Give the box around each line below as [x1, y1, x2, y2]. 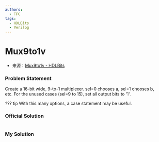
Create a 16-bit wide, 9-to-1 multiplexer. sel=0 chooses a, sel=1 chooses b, [5, 86, 154, 92]
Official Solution [5, 112, 44, 119]
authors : [5, 7, 23, 12]
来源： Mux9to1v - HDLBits [12, 63, 65, 68]
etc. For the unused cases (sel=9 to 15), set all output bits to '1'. [5, 91, 131, 97]
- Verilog [9, 25, 29, 30]
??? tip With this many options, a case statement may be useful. [5, 100, 132, 107]
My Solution [5, 130, 34, 137]
